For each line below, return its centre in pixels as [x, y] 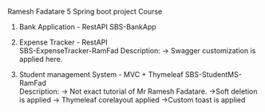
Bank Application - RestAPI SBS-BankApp [87, 27]
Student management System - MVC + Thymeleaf [101, 74]
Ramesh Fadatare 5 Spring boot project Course [85, 12]
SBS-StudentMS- [214, 74]
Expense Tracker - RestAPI [63, 42]
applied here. [41, 59]
